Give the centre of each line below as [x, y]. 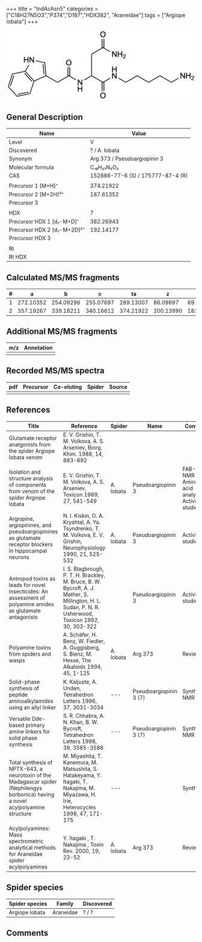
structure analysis [31, 479]
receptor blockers [31, 544]
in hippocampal [28, 551]
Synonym [20, 159]
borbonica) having [32, 794]
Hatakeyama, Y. [82, 775]
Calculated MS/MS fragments [63, 278]
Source [118, 387]
